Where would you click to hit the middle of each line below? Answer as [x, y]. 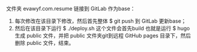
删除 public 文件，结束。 [44, 43]
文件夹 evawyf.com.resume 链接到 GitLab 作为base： [71, 8]
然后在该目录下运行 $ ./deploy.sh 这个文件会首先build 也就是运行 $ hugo [102, 28]
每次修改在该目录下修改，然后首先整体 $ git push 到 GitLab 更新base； [101, 21]
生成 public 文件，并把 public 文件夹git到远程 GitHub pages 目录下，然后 [103, 36]
